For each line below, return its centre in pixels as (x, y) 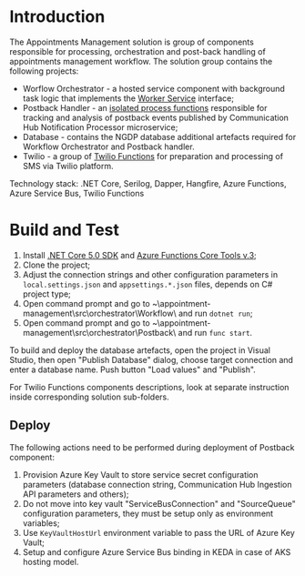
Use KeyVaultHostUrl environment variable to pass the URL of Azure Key (159, 532)
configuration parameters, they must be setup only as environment (148, 513)
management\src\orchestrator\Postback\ (99, 332)
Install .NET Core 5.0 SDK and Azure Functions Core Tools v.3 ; (139, 255)
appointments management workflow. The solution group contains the (141, 61)
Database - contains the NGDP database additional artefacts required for (159, 136)
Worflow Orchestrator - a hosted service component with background (153, 88)
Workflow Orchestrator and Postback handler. (108, 147)
